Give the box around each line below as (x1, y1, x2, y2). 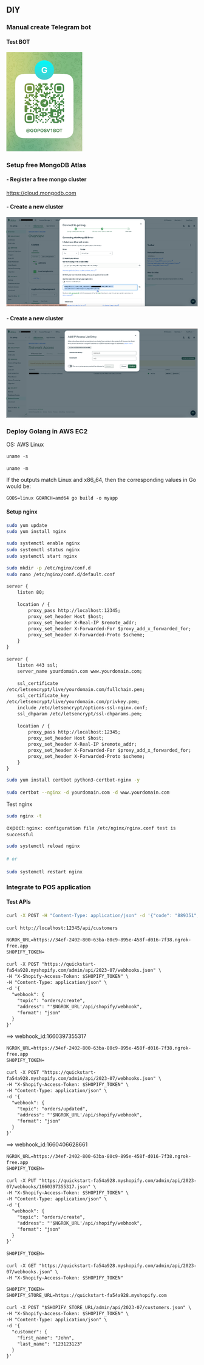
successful (6, 832, 34, 838)
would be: (6, 483, 32, 490)
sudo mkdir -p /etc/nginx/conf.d (6, 565, 91, 571)
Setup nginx (6, 507, 38, 515)
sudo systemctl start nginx (6, 553, 78, 560)
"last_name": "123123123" (17, 1341, 83, 1347)
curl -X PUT (6, 1178, 36, 1184)
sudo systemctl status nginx (6, 547, 80, 553)
